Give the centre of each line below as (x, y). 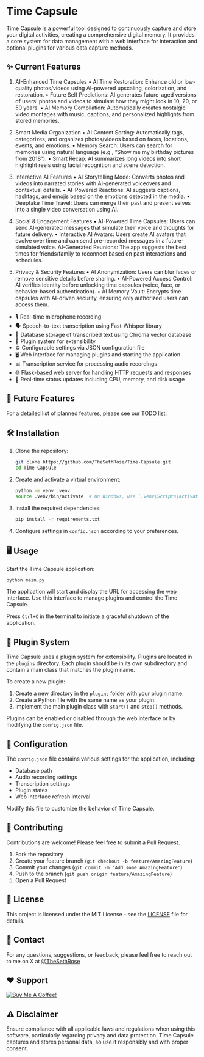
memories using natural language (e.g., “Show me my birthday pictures (104, 152)
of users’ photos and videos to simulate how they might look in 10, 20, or (106, 101)
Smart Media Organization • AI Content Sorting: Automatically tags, (100, 132)
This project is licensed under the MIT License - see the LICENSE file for (97, 914)
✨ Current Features (44, 67)
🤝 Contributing (35, 827)
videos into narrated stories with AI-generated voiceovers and (93, 183)
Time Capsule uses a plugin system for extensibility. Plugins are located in (99, 657)
